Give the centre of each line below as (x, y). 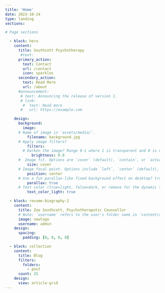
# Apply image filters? (42, 142)
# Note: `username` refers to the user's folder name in (78, 215)
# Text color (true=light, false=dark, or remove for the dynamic (87, 188)
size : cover (39, 164)
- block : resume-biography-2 (39, 201)
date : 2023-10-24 (23, 14)
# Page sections (22, 33)
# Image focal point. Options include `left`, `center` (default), (89, 169)
